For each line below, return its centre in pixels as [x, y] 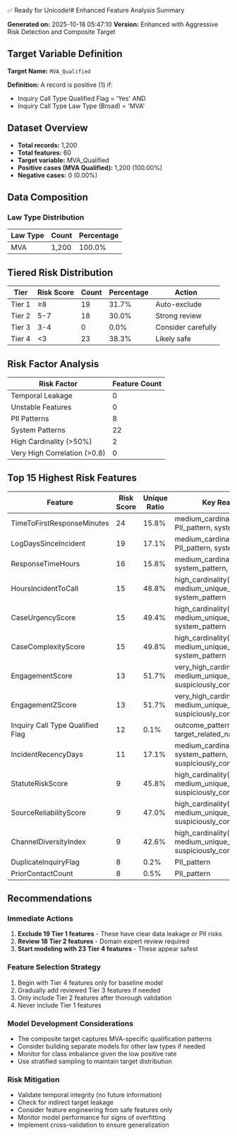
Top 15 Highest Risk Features [72, 478]
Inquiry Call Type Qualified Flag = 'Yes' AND [81, 98]
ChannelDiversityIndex [48, 842]
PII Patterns [30, 418]
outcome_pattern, [204, 725]
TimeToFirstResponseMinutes [60, 523]
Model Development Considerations [71, 1023]
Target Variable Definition [65, 54]
